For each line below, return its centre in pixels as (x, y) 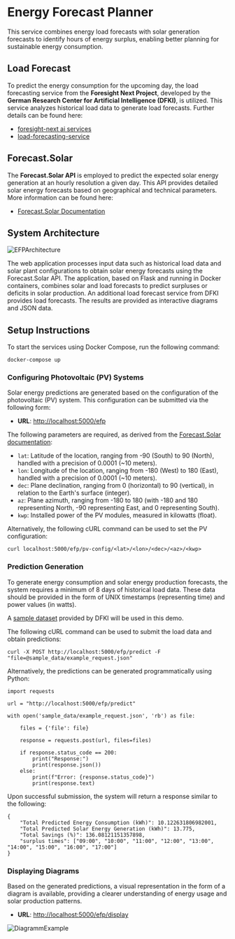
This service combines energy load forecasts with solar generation (104, 32)
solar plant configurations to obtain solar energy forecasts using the (105, 271)
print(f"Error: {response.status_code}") (94, 777)
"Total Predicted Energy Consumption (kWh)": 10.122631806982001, (119, 823)
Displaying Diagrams (43, 871)
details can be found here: (45, 115)
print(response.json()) (67, 765)
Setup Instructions (49, 330)
